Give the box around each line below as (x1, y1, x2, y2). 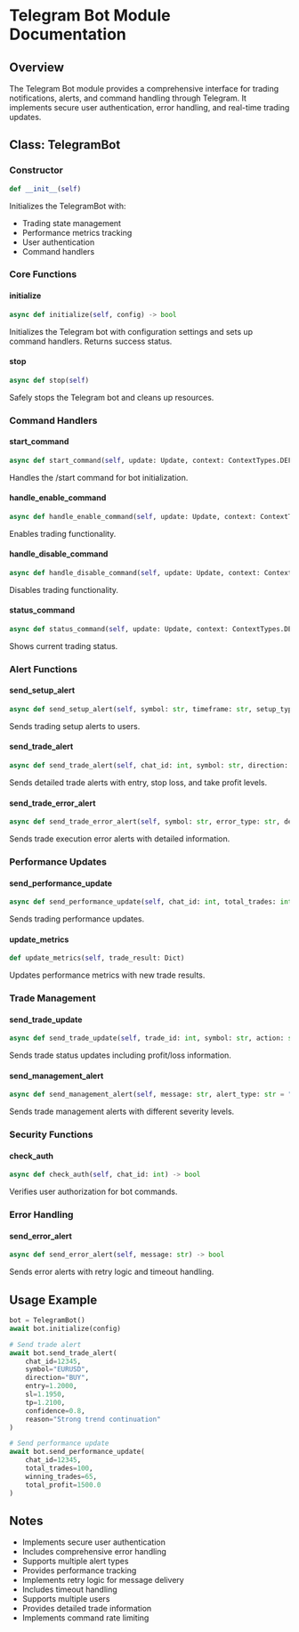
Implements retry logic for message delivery (21, 1575, 184, 1586)
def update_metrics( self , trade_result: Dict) (9, 954, 185, 962)
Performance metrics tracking (21, 227, 133, 238)
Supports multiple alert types (21, 1555, 129, 1567)
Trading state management (21, 217, 122, 228)
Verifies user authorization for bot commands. (9, 1186, 178, 1198)
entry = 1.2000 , (25, 1382, 77, 1391)
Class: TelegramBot (9, 137, 121, 152)
